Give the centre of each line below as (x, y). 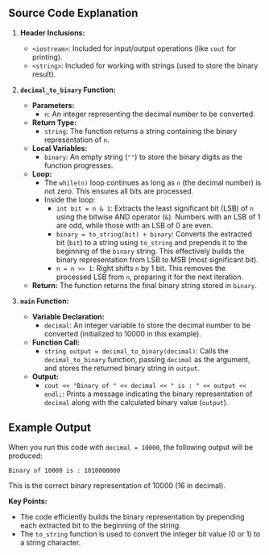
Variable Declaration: (68, 316)
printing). (47, 56)
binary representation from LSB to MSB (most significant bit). (157, 259)
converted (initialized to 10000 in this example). (122, 333)
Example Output (50, 428)
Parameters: (53, 105)
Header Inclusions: (52, 32)
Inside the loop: (70, 199)
